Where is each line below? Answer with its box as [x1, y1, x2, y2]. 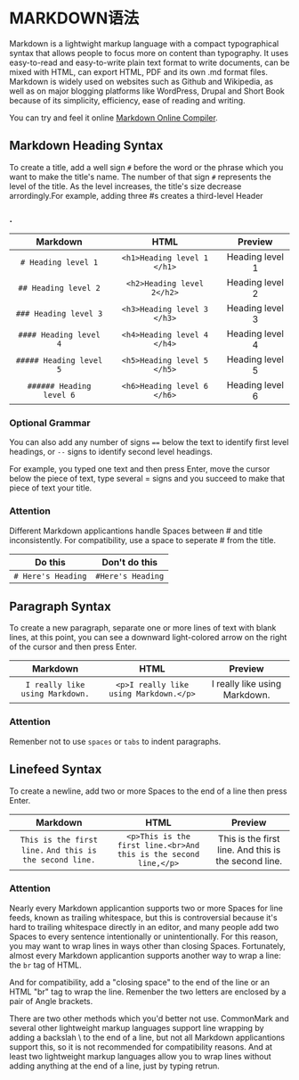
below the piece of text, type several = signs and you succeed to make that [9, 474, 286, 484]
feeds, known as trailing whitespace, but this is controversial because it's [9, 911, 278, 923]
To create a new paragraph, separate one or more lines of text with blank [9, 622, 277, 633]
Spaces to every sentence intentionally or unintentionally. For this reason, [9, 931, 279, 942]
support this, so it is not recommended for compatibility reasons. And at [9, 1041, 273, 1052]
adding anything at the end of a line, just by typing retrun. [9, 1060, 220, 1071]
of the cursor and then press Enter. [9, 641, 138, 652]
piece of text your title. [9, 482, 93, 493]
